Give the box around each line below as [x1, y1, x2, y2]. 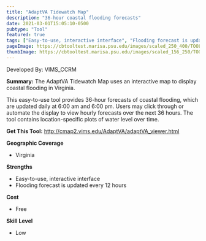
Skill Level [6, 217, 33, 224]
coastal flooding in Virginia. [6, 84, 75, 91]
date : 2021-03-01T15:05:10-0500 [6, 20, 89, 26]
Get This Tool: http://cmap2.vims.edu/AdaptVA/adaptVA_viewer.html [6, 127, 180, 135]
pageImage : [6, 44, 34, 50]
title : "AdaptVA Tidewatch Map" [6, 9, 89, 15]
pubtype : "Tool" [6, 26, 48, 33]
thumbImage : [6, 49, 37, 55]
